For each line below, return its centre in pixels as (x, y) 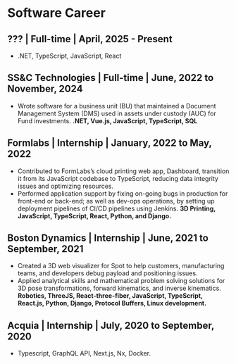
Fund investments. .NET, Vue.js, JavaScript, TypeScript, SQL (107, 120)
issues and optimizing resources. (66, 186)
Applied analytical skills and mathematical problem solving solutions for (121, 281)
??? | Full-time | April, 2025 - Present (90, 39)
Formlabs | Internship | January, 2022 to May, (110, 143)
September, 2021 (45, 249)
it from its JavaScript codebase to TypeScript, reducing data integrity (118, 178)
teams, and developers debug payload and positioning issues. (107, 273)
